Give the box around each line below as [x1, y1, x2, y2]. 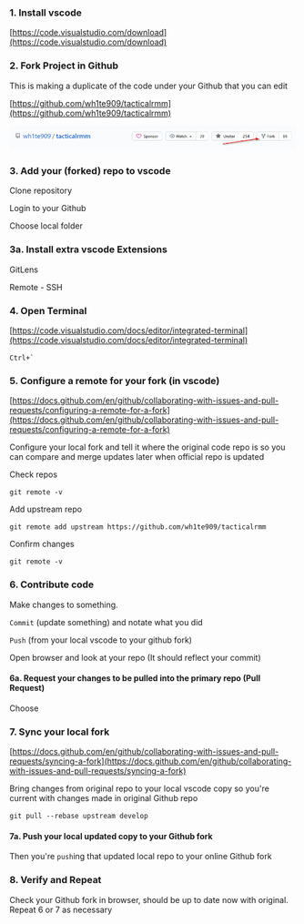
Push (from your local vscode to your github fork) [9, 635, 193, 645]
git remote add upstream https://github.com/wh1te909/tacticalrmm [9, 523, 267, 532]
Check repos [9, 469, 57, 480]
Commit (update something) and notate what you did [9, 616, 203, 627]
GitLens [9, 264, 39, 275]
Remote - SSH [9, 281, 63, 292]
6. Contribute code [9, 578, 95, 591]
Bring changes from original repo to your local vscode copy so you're [9, 783, 270, 794]
